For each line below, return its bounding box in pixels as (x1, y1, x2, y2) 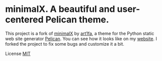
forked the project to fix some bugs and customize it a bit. (5, 41, 124, 47)
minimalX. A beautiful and (5, 3, 115, 15)
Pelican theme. (45, 14, 109, 25)
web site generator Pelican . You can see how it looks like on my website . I (5, 36, 157, 42)
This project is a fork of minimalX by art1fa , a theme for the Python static (5, 30, 154, 36)
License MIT (5, 51, 31, 57)
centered (5, 14, 44, 25)
